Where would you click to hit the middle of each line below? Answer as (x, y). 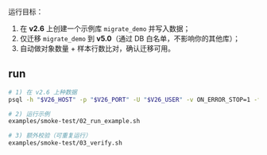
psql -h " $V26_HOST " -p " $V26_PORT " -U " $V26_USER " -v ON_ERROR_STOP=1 (130, 99)
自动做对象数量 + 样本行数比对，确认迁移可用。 (97, 48)
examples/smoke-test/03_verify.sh (66, 143)
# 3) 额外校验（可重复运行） (50, 136)
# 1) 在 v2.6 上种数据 (43, 92)
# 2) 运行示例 (29, 114)
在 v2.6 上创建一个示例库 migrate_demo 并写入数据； (105, 29)
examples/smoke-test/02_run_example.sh (74, 122)
